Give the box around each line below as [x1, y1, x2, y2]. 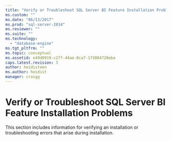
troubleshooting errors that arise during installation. [5, 129, 114, 136]
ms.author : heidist [5, 70, 47, 75]
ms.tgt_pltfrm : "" [5, 46, 45, 51]
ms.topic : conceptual [5, 50, 52, 55]
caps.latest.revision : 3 [5, 60, 58, 65]
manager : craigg [5, 74, 40, 79]
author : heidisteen [5, 65, 47, 70]
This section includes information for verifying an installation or [5, 124, 139, 130]
